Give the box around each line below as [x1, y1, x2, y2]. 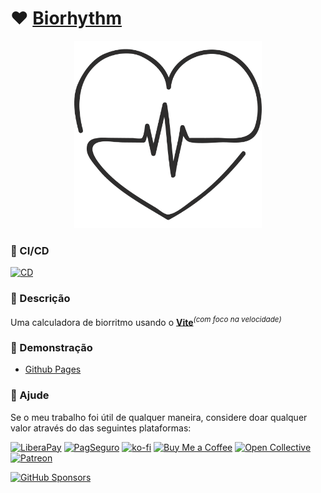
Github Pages [24, 363, 82, 376]
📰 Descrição [10, 292, 71, 306]
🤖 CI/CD [10, 243, 50, 257]
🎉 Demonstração [10, 341, 93, 355]
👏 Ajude [10, 388, 50, 402]
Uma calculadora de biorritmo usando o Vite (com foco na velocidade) [10, 314, 282, 328]
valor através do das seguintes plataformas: [10, 422, 192, 434]
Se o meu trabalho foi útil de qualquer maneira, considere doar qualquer [10, 411, 308, 423]
